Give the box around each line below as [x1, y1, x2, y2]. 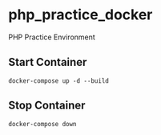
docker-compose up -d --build [8, 76, 110, 85]
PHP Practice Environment [8, 32, 96, 42]
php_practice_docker [8, 6, 153, 24]
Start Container [8, 55, 87, 69]
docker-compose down [8, 120, 78, 128]
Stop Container [8, 99, 86, 112]
